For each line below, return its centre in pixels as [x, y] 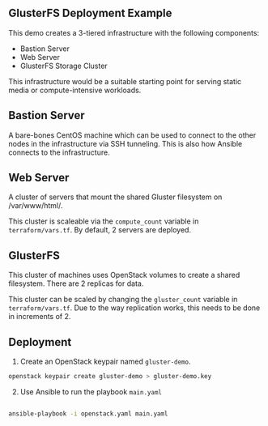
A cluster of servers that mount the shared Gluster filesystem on [115, 197]
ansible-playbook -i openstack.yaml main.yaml [88, 413]
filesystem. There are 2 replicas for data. [76, 283]
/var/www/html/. [36, 206]
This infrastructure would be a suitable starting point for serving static [125, 81]
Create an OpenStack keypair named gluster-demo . [105, 362]
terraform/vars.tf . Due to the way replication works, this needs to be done [134, 308]
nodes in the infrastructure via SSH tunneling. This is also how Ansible [125, 143]
